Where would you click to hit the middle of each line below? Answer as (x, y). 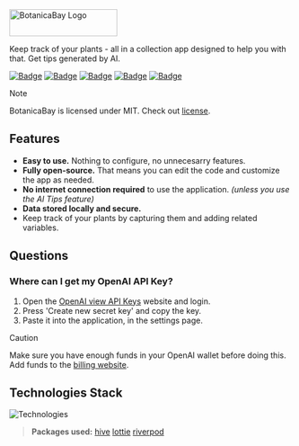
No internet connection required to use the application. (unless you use (156, 189)
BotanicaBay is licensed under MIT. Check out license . (110, 111)
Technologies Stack (66, 392)
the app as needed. (58, 180)
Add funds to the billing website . (69, 364)
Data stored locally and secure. (82, 208)
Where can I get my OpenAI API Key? (91, 281)
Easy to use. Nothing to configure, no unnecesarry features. (134, 160)
